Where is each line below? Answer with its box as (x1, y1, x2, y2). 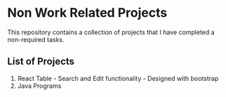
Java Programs (17, 82, 62, 90)
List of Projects (7, 56, 75, 68)
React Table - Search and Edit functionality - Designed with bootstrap (17, 74, 219, 82)
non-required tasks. (7, 35, 65, 43)
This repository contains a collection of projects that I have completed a (7, 28, 215, 36)
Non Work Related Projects (7, 5, 168, 21)
